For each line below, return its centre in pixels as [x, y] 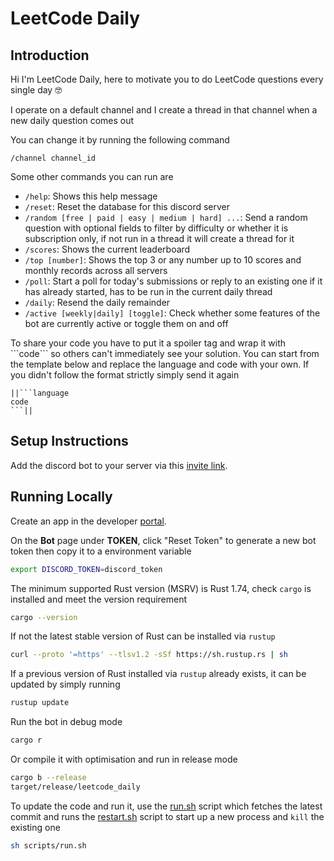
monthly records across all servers [96, 270]
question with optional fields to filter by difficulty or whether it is [156, 228]
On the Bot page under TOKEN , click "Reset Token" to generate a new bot [163, 540]
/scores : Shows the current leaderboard [107, 249]
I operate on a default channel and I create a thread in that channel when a [164, 110]
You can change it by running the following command [120, 140]
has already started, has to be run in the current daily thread [148, 291]
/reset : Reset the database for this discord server [127, 206]
